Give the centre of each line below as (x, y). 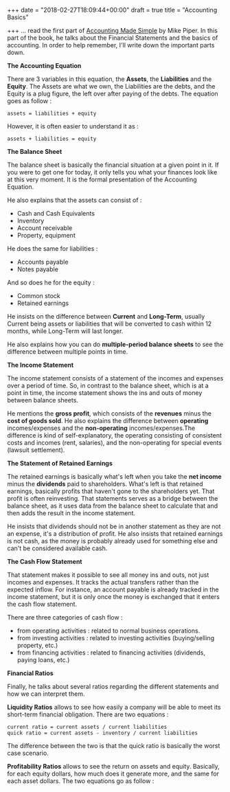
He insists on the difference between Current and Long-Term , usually (106, 316)
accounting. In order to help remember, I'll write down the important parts (111, 45)
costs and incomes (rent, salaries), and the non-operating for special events (114, 443)
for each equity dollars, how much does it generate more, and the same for (113, 773)
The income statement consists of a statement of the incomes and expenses (115, 378)
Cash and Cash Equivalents (56, 213)
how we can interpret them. (46, 694)
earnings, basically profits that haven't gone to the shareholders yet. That (111, 491)
